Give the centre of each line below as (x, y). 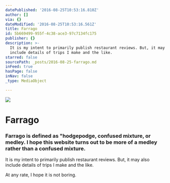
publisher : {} (20, 39)
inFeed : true (19, 67)
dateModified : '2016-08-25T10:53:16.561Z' (51, 24)
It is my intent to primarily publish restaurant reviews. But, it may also (78, 160)
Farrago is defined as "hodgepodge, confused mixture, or (78, 136)
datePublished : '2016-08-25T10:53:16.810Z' (52, 10)
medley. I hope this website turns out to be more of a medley (81, 142)
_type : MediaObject (26, 81)
